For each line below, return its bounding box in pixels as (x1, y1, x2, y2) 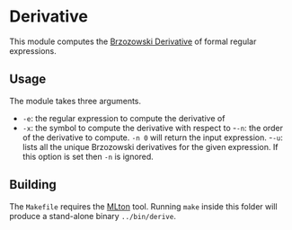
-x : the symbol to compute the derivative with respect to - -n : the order (22, 122, 283, 133)
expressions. (9, 45, 57, 56)
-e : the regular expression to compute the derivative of (22, 112, 226, 123)
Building (9, 177, 57, 192)
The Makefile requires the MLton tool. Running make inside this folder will (9, 200, 278, 212)
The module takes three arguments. (9, 95, 142, 106)
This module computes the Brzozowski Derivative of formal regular (9, 36, 257, 47)
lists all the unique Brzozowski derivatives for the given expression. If (22, 141, 279, 152)
